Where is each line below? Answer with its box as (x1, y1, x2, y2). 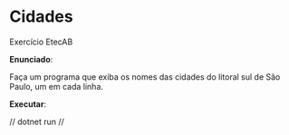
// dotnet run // (9, 116, 65, 127)
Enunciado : (9, 53, 53, 64)
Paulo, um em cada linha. (9, 81, 104, 92)
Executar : (9, 98, 47, 110)
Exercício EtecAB (9, 36, 73, 47)
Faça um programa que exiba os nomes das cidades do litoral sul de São (9, 71, 281, 82)
